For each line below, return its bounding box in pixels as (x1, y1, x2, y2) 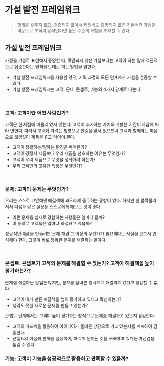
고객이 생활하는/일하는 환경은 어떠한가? (12, 144, 87, 150)
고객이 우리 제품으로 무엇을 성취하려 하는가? (12, 157, 96, 163)
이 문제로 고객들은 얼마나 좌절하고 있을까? (12, 221, 92, 226)
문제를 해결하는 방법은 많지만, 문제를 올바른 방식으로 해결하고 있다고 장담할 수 (5, 280, 153, 285)
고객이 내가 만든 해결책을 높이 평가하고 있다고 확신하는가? (12, 296, 122, 302)
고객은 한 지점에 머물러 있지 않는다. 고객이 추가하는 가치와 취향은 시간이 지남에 (5, 121, 154, 128)
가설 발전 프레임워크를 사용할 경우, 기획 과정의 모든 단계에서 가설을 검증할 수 (12, 74, 158, 80)
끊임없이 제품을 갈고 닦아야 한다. (14, 134, 76, 140)
